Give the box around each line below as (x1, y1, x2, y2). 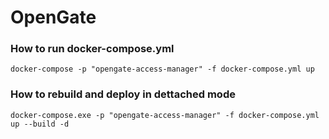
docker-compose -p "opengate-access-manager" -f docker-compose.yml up (10, 64, 315, 75)
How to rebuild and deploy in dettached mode (10, 87, 236, 101)
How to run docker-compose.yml (10, 42, 175, 56)
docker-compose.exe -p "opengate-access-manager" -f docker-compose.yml (10, 110, 320, 120)
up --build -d (10, 119, 70, 129)
